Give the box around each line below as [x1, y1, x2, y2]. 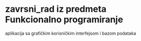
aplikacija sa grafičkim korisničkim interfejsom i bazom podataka [5, 30, 137, 36]
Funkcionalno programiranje [5, 14, 123, 25]
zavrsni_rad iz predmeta [5, 3, 107, 15]
